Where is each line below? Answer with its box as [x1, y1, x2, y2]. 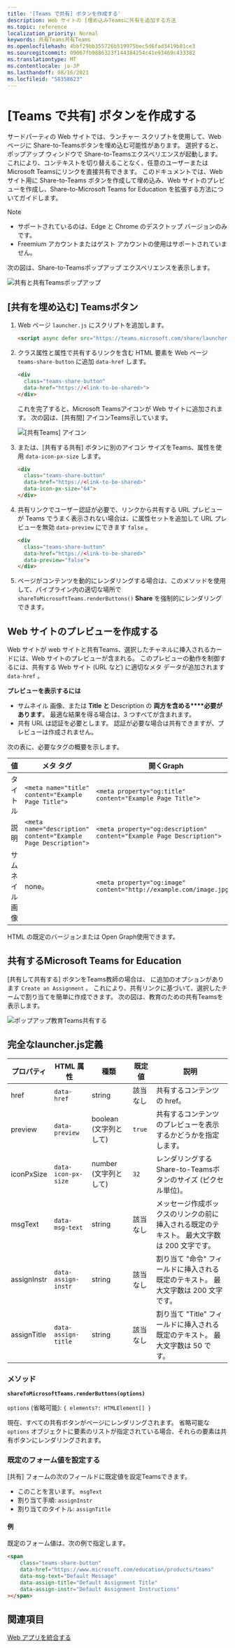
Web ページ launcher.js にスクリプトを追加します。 [17, 321, 168, 330]
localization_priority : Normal [7, 29, 99, 37]
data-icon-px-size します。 [25, 452, 105, 460]
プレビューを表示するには [7, 687, 81, 695]
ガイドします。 [19, 194, 62, 202]
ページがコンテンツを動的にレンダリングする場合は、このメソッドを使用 [17, 577, 226, 585]
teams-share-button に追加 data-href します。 [17, 357, 150, 366]
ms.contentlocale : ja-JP [7, 62, 80, 69]
